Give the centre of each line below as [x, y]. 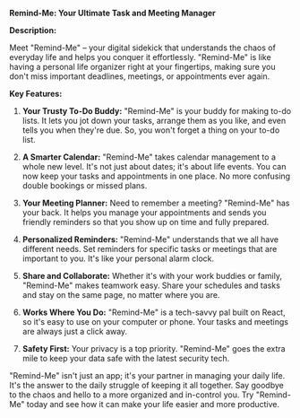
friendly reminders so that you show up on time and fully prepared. [146, 222]
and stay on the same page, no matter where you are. [121, 295]
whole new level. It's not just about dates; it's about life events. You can [154, 166]
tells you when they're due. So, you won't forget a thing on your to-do [151, 130]
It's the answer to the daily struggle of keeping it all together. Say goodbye [146, 385]
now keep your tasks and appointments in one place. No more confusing [156, 176]
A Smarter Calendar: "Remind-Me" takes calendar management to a [149, 157]
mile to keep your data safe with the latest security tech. [126, 358]
